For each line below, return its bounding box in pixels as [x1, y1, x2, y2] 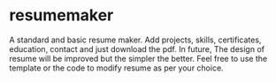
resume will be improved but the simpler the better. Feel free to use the [9, 53, 268, 63]
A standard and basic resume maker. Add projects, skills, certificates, [9, 34, 262, 45]
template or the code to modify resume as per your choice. [9, 63, 224, 73]
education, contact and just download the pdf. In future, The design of [9, 43, 265, 54]
